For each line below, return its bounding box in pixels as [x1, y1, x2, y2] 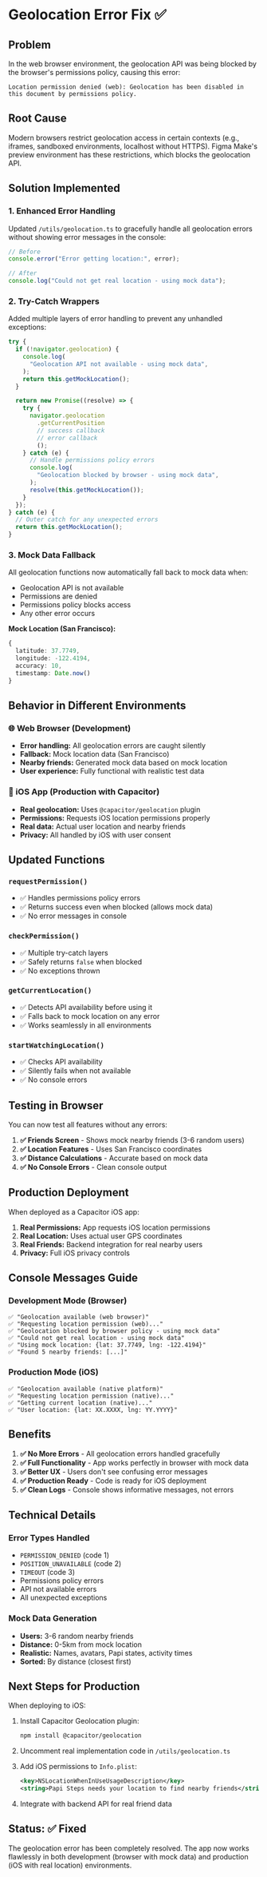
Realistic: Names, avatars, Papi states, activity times [19, 1648, 193, 1657]
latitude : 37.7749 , [15, 647, 80, 655]
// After [8, 269, 37, 277]
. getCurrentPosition [37, 420, 105, 427]
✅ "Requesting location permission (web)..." [8, 1320, 163, 1328]
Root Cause [8, 112, 68, 125]
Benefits [8, 1428, 52, 1442]
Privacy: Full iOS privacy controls [19, 1248, 130, 1258]
